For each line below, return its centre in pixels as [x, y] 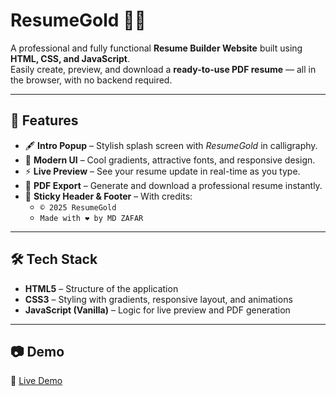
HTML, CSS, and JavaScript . [70, 58]
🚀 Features [44, 120]
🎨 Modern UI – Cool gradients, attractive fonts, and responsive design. [170, 160]
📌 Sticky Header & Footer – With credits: [108, 196]
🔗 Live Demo [36, 381]
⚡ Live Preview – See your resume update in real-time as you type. [162, 171]
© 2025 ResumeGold [78, 207]
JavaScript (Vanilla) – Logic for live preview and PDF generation [157, 310]
